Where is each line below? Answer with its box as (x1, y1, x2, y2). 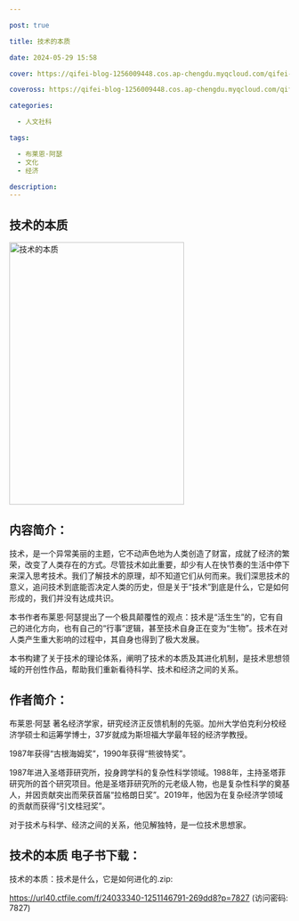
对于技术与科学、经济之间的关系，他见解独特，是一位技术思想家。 (9, 819, 251, 830)
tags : (9, 134, 29, 143)
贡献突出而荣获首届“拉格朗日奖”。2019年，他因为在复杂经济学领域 (39, 789, 284, 800)
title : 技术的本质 (9, 37, 71, 45)
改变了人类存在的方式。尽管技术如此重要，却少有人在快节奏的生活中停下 (24, 559, 290, 570)
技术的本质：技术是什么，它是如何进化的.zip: (9, 873, 174, 884)
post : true (9, 21, 50, 29)
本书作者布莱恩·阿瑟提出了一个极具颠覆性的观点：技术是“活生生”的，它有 (9, 612, 276, 622)
